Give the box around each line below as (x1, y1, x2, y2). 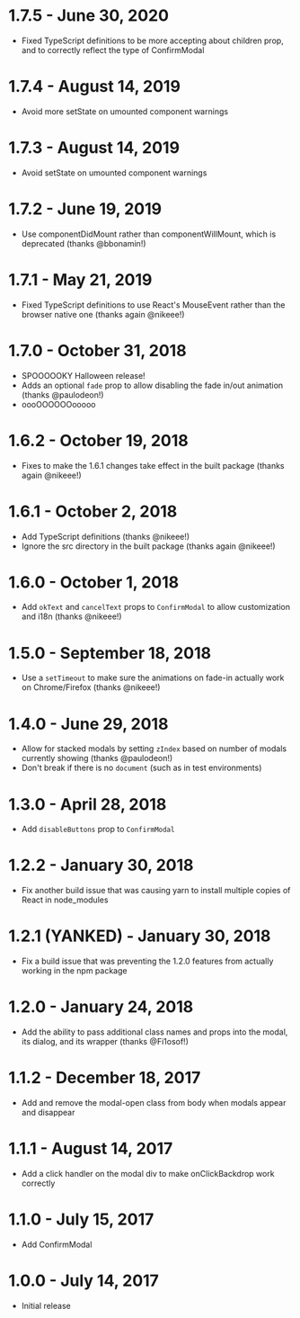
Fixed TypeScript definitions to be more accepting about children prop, (21, 35, 284, 46)
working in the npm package (21, 965, 128, 976)
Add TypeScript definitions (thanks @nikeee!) (21, 531, 190, 542)
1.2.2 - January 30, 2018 (8, 856, 194, 875)
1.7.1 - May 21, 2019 (8, 269, 153, 290)
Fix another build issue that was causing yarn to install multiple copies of (21, 885, 291, 896)
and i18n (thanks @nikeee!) (21, 611, 122, 622)
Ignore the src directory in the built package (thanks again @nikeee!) (21, 541, 276, 551)
